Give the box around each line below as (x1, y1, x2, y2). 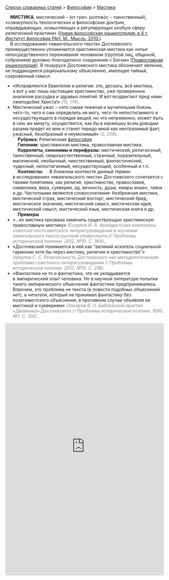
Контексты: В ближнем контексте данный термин (17, 168, 131, 175)
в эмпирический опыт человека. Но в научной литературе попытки (12, 276, 158, 281)
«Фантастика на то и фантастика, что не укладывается (12, 270, 131, 276)
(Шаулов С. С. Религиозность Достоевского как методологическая (12, 254, 158, 260)
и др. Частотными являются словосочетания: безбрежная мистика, (12, 190, 159, 196)
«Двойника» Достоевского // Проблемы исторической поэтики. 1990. (12, 308, 164, 314)
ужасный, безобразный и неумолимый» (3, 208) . (12, 131, 118, 137)
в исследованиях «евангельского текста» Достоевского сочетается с (12, 174, 163, 180)
